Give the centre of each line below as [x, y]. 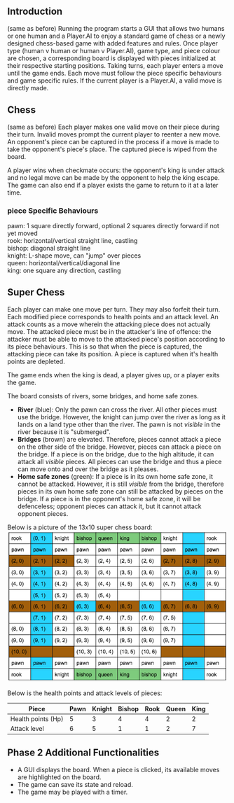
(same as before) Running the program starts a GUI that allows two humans [116, 28]
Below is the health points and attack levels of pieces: [85, 693]
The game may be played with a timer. [73, 792]
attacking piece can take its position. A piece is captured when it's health [113, 354]
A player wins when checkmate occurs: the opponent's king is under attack [116, 170]
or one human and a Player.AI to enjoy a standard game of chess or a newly [116, 36]
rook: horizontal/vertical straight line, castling [73, 240]
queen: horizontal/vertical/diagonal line [64, 263]
